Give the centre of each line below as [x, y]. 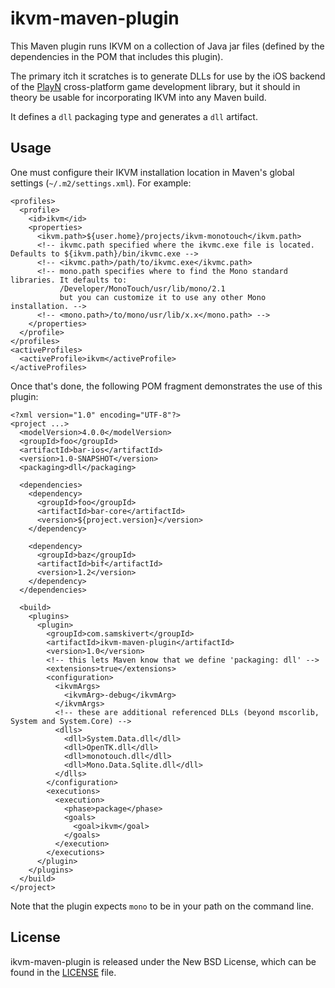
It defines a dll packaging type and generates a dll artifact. [134, 116]
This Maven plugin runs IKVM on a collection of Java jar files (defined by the [167, 46]
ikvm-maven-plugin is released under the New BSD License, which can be [163, 961]
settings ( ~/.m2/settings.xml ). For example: [101, 183]
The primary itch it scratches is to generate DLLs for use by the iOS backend [168, 76]
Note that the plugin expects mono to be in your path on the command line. [162, 906]
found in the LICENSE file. [63, 972]
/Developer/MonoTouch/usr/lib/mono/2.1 [142, 288]
